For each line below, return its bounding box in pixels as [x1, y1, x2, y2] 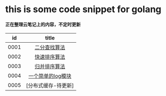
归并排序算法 [34, 63, 65, 70]
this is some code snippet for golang [5, 4, 162, 15]
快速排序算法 [34, 53, 65, 60]
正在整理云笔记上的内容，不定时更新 [5, 21, 81, 27]
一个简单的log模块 [28, 73, 72, 80]
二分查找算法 [34, 44, 65, 51]
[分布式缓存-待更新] [26, 82, 74, 89]
